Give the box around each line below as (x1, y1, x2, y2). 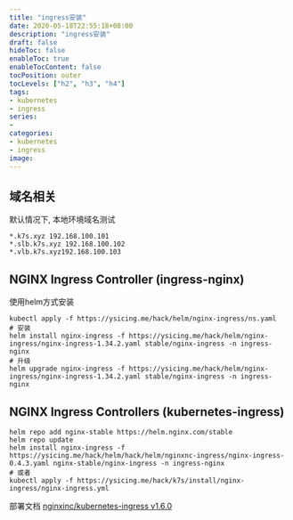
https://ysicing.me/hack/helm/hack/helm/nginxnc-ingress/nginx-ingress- (9, 451, 285, 459)
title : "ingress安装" (9, 12, 87, 22)
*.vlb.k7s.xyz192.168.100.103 (9, 248, 122, 256)
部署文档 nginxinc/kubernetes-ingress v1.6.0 (9, 500, 172, 511)
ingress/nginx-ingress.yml (9, 483, 110, 492)
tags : (9, 87, 29, 96)
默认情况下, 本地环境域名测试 (9, 215, 116, 225)
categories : (9, 129, 53, 138)
